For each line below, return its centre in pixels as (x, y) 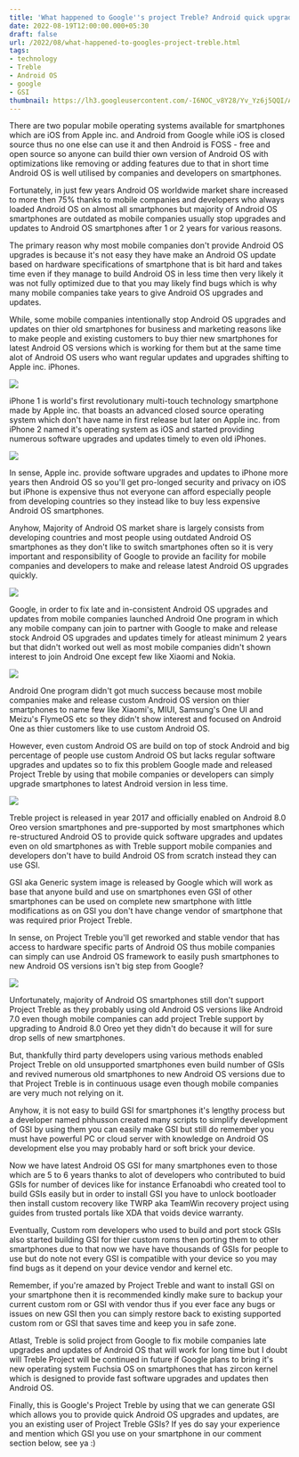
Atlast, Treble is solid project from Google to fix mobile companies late (138, 1341)
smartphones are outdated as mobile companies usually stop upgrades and (148, 218)
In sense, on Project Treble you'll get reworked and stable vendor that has (145, 938)
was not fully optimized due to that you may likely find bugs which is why (143, 284)
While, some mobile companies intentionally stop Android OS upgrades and (148, 320)
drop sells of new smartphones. (67, 1038)
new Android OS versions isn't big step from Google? (106, 966)
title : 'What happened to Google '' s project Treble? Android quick (137, 17)
